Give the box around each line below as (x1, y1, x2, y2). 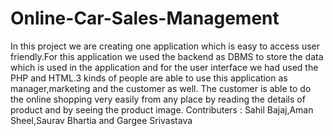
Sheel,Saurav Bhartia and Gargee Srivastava (10, 114, 193, 126)
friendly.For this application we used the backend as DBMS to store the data (10, 50, 324, 62)
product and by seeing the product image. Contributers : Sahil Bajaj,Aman (10, 103, 314, 116)
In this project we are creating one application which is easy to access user (10, 40, 321, 52)
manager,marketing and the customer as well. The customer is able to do (10, 82, 312, 94)
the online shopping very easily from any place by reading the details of (10, 93, 306, 105)
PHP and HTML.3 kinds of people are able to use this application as (10, 72, 288, 84)
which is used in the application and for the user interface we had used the (10, 61, 319, 73)
